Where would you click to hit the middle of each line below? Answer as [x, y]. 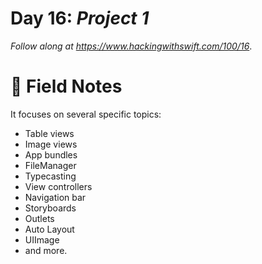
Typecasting [50, 176]
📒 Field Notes [66, 86]
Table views [49, 133]
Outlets [39, 218]
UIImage [42, 239]
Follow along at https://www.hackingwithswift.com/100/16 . [131, 46]
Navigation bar [55, 197]
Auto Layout [49, 229]
